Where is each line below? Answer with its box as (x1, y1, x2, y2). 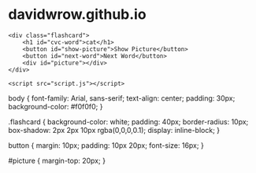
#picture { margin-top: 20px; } (8, 156, 106, 165)
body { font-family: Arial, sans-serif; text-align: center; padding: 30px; (8, 93, 236, 103)
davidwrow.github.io (8, 6, 147, 24)
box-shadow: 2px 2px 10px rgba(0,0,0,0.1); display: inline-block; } (8, 125, 221, 134)
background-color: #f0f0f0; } (8, 101, 103, 111)
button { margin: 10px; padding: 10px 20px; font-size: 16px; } (8, 140, 205, 150)
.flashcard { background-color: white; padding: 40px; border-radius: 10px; (8, 116, 249, 127)
